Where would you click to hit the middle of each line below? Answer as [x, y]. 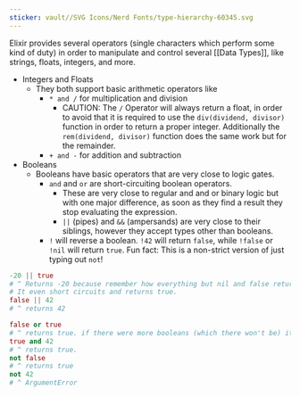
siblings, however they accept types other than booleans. [168, 231]
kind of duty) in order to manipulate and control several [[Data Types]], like [146, 52]
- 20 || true [31, 276]
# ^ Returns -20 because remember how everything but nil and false [139, 284]
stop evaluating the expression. [120, 211]
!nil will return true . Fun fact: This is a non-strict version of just [167, 250]
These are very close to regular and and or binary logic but [171, 193]
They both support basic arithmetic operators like [126, 88]
